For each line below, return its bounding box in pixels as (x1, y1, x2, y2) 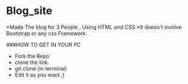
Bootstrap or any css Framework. (6, 29, 88, 36)
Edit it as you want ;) (14, 71, 65, 78)
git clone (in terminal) (14, 65, 67, 72)
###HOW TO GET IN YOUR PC (6, 41, 81, 48)
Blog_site (6, 4, 53, 18)
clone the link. (14, 59, 49, 66)
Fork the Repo (14, 52, 49, 59)
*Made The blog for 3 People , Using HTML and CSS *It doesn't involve (6, 23, 182, 31)
